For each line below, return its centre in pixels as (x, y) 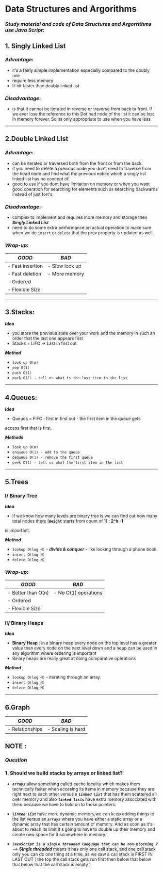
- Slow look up (65, 266)
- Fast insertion (25, 266)
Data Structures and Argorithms (71, 9)
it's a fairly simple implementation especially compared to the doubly (81, 70)
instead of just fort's (32, 194)
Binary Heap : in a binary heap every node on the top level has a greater (84, 643)
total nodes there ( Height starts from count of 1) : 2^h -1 (68, 521)
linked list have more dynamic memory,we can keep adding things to (83, 814)
